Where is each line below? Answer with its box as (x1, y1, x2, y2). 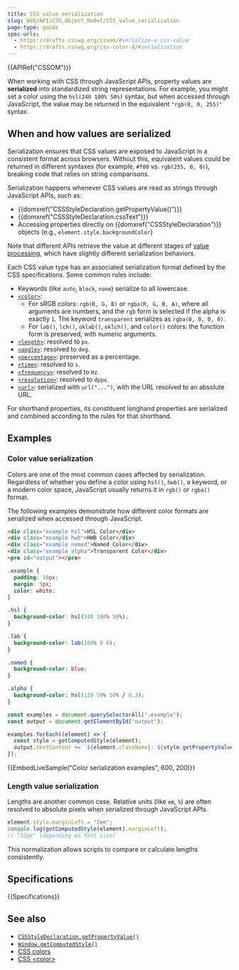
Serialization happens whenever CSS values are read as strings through (7, 183, 218, 192)
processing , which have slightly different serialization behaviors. (7, 249, 196, 257)
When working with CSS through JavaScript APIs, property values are (7, 77, 212, 86)
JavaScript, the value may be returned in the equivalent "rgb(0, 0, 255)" (7, 100, 223, 108)
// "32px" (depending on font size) (7, 832, 116, 839)
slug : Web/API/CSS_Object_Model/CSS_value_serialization (7, 17, 180, 24)
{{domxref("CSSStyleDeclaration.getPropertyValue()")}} (17, 205, 183, 213)
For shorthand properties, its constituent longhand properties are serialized (7, 404, 228, 412)
